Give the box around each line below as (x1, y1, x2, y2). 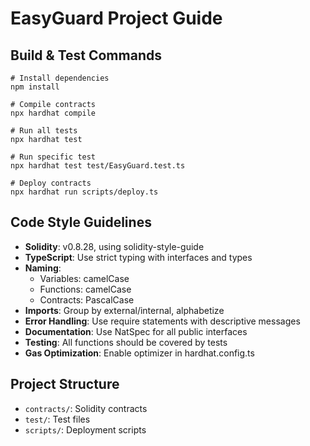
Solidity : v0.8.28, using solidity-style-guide (24, 240, 205, 252)
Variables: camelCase (39, 272, 130, 284)
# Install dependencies (10, 73, 110, 83)
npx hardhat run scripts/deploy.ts (10, 187, 159, 197)
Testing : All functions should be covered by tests (24, 336, 228, 348)
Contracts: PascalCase (39, 293, 135, 306)
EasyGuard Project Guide (10, 7, 223, 30)
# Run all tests (10, 126, 78, 136)
